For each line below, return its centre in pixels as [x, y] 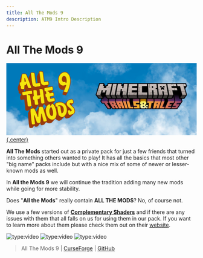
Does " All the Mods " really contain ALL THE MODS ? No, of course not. [95, 200]
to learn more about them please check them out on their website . [89, 225]
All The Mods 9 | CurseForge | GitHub [68, 248]
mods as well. [41, 170]
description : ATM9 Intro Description [54, 19]
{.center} [18, 140]
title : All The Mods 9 [35, 13]
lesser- [181, 164]
